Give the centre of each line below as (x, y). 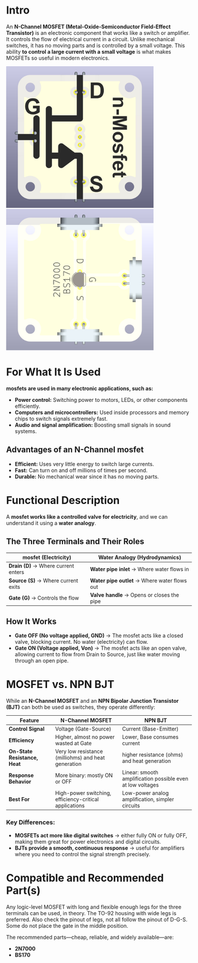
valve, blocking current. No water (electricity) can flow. (81, 642)
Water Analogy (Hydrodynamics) (140, 558)
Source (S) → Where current (43, 580)
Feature (29, 720)
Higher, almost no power (85, 737)
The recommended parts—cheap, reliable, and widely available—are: (90, 937)
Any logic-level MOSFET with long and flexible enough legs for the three (94, 907)
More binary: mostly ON (84, 775)
